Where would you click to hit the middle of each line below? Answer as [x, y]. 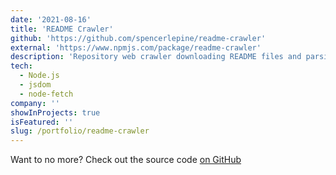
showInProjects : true [55, 112]
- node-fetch [46, 94]
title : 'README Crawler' [62, 29]
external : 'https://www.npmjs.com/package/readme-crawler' [136, 47]
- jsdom [35, 85]
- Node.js [39, 76]
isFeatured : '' [42, 122]
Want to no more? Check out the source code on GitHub [126, 160]
